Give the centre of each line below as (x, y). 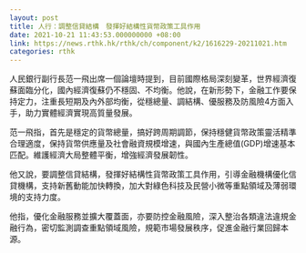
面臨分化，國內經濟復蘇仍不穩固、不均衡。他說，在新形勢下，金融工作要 (153, 90)
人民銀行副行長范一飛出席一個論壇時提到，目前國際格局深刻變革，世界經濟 (149, 79)
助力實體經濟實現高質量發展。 (81, 113)
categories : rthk (42, 52)
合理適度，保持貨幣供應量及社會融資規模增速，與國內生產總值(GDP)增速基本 (153, 144)
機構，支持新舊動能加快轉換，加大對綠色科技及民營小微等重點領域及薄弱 (153, 186)
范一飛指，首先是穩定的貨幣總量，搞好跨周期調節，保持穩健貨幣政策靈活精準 (153, 132)
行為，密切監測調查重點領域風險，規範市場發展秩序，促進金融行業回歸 (148, 228)
